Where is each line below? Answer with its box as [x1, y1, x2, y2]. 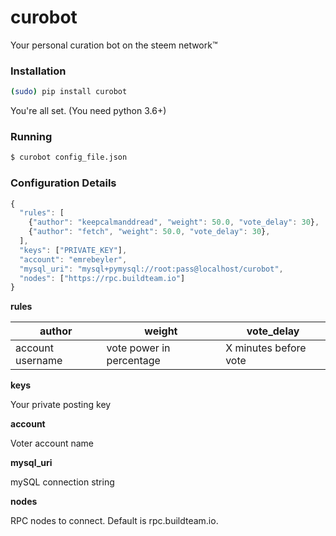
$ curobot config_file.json [10, 152, 128, 163]
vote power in [106, 341, 171, 355]
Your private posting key [10, 399, 112, 411]
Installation [10, 64, 67, 78]
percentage [106, 354, 161, 368]
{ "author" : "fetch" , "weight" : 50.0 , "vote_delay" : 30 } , [28, 227, 271, 237]
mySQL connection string [10, 476, 115, 488]
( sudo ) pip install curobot [10, 87, 128, 97]
